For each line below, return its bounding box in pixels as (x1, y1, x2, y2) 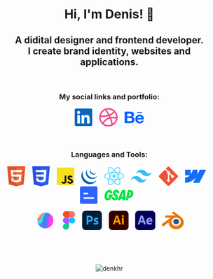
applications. (80, 56, 139, 68)
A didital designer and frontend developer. (15, 34, 204, 46)
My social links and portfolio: (59, 92, 160, 101)
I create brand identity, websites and (27, 45, 191, 57)
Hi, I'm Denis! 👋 (64, 6, 155, 22)
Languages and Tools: (71, 150, 148, 159)
